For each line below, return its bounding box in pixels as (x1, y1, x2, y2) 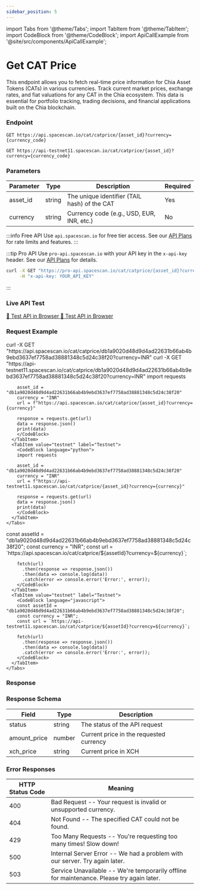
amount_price (9, 734, 48, 742)
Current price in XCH (80, 747, 139, 755)
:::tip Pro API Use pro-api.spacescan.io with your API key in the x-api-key (6, 250, 187, 257)
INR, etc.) (67, 217, 93, 225)
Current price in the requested (80, 730, 165, 738)
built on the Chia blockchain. (6, 104, 76, 111)
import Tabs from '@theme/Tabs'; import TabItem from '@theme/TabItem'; (6, 25, 189, 32)
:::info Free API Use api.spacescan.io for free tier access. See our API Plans (6, 232, 192, 239)
